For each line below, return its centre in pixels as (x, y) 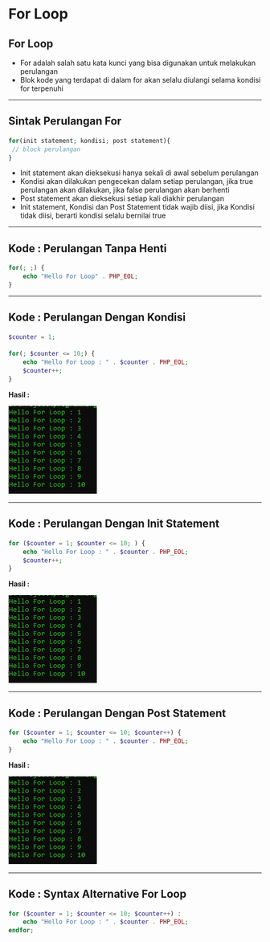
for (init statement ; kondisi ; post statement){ (90, 141)
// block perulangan (46, 149)
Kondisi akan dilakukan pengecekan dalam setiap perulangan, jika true (137, 181)
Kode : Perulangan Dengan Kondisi (97, 318)
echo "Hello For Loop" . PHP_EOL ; (80, 277)
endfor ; (21, 931)
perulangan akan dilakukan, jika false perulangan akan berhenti (125, 190)
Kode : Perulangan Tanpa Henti (88, 249)
